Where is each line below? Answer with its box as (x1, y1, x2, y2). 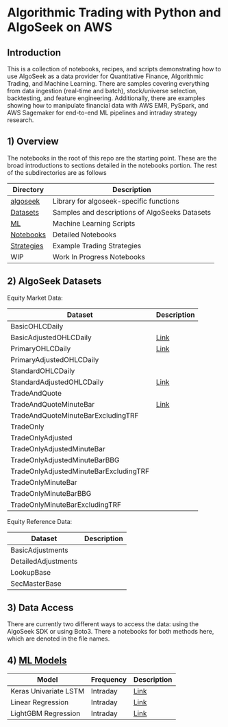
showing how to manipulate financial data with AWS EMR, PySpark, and (7, 102, 209, 109)
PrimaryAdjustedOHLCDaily (10, 355, 99, 364)
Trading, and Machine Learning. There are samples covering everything (7, 80, 210, 87)
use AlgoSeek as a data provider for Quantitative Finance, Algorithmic (7, 72, 204, 80)
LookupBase (10, 567, 51, 577)
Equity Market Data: (7, 294, 63, 302)
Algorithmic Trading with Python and (7, 5, 221, 21)
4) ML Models (7, 654, 67, 666)
